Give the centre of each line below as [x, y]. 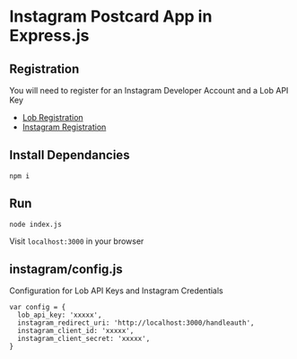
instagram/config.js [66, 269]
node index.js [36, 224]
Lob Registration [52, 117]
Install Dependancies [70, 155]
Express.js [49, 36]
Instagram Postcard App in [111, 17]
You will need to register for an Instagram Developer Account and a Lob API [149, 90]
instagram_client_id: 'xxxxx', [76, 331]
